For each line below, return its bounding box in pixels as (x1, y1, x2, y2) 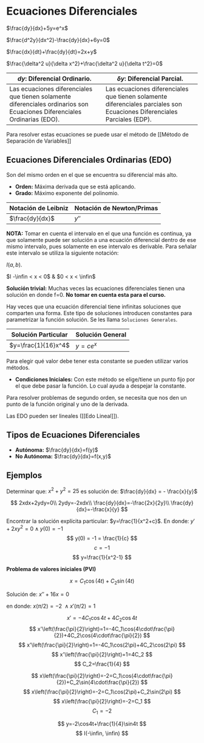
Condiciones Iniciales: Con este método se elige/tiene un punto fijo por (15, 376, 195, 383)
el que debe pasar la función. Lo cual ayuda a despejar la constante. (15, 382, 186, 389)
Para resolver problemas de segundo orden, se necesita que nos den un (6, 394, 187, 402)
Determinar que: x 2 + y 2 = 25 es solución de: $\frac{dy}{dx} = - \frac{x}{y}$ (6, 486, 198, 495)
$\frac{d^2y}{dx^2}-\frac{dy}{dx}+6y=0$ (6, 36, 110, 43)
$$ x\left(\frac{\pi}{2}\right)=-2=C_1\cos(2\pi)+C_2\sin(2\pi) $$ (23, 688, 181, 695)
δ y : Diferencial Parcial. (117, 74, 183, 83)
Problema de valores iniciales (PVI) (6, 566, 97, 573)
